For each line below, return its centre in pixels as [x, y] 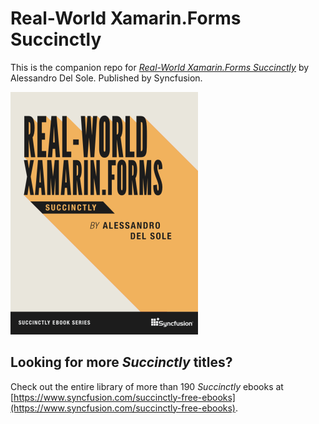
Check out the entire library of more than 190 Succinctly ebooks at [147, 386]
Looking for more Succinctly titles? [121, 362]
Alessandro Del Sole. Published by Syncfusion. [106, 78]
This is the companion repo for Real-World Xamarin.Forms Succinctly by [160, 67]
